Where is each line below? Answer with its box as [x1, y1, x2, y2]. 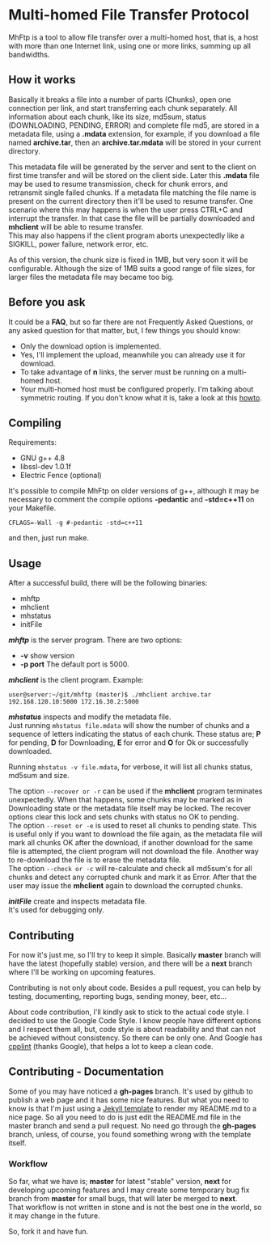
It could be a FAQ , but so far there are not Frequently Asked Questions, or [8, 317, 254, 327]
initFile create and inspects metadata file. [8, 896, 147, 907]
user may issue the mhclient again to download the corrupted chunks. [8, 881, 243, 891]
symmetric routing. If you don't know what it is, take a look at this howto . [19, 392, 263, 402]
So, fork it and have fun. [8, 1227, 89, 1237]
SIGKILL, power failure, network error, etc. [8, 239, 149, 248]
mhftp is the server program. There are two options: [8, 635, 183, 645]
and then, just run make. [8, 533, 89, 543]
